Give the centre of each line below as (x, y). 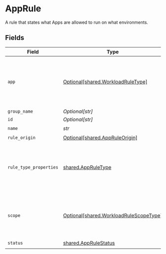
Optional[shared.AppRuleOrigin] (100, 137)
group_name (20, 111)
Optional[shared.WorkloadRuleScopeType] (113, 215)
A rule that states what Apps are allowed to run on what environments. (77, 22)
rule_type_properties (33, 167)
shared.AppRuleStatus (89, 243)
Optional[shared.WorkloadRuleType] (105, 82)
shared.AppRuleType (87, 167)
